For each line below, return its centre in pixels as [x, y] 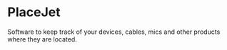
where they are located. [42, 39]
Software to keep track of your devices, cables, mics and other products [114, 32]
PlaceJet [34, 12]
